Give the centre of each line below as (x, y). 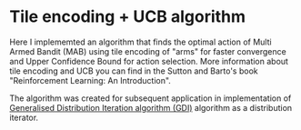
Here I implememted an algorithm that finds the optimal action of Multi (140, 42)
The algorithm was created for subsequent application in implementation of (150, 98)
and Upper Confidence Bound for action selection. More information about (149, 61)
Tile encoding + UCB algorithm (128, 17)
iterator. (24, 117)
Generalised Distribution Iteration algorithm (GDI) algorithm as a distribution (151, 107)
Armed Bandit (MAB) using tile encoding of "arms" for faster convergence (148, 51)
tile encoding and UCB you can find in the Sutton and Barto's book (134, 71)
